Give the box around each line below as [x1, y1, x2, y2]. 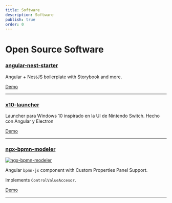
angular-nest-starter [5, 62, 58, 69]
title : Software [5, 7, 40, 13]
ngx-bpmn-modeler [5, 145, 56, 152]
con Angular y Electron [5, 118, 54, 124]
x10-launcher [5, 101, 39, 108]
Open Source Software [5, 44, 104, 55]
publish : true [5, 17, 36, 22]
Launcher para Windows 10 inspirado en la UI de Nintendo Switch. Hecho [5, 113, 160, 119]
